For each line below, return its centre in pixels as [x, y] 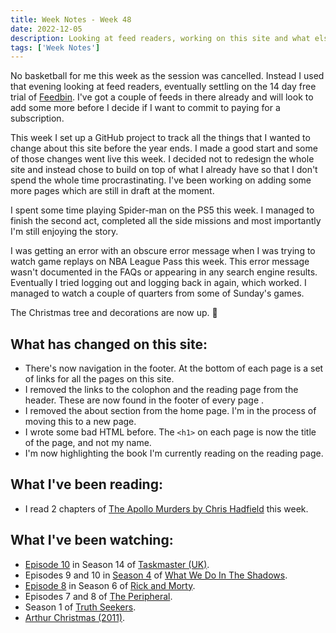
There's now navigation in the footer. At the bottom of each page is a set [174, 368]
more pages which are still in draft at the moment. [112, 191]
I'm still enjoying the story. [64, 232]
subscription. [37, 118]
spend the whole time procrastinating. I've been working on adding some [161, 180]
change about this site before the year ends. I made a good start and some [164, 148]
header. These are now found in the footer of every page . [144, 400]
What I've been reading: [86, 484]
